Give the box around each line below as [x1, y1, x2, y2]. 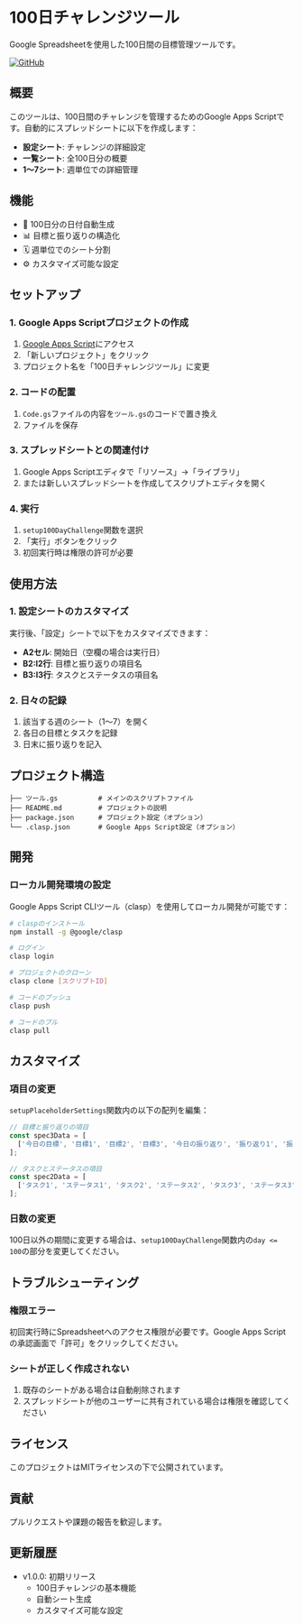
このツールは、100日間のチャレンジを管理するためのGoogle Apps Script [9, 111, 277, 122]
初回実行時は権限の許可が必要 [22, 547, 133, 558]
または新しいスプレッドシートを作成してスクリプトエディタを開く [22, 477, 268, 488]
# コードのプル [9, 1018, 59, 1027]
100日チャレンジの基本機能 [35, 1582, 137, 1592]
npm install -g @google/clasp [9, 927, 124, 937]
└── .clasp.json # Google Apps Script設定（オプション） [9, 822, 240, 832]
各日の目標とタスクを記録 [22, 727, 118, 739]
